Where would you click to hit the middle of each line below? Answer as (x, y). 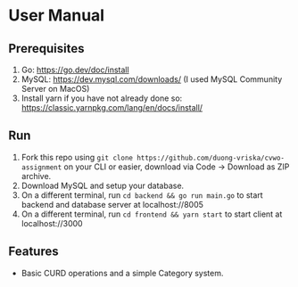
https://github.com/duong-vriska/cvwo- (211, 158)
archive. (36, 176)
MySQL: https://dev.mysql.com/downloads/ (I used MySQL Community (152, 79)
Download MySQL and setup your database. (103, 185)
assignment (41, 167)
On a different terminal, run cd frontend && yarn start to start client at (152, 214)
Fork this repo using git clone (77, 157)
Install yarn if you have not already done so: (102, 98)
